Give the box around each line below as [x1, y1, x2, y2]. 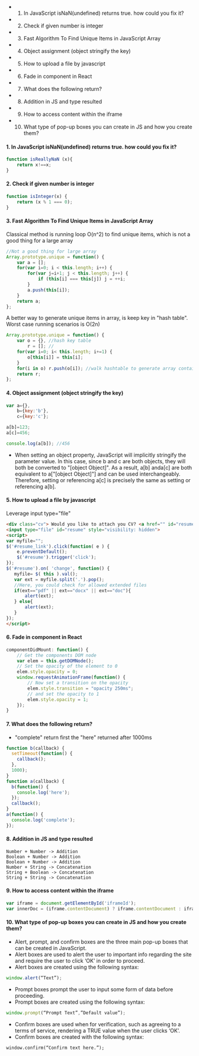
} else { [14, 599, 33, 605]
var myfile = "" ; [6, 538, 44, 544]
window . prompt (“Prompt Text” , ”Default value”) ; [6, 1010, 126, 1016]
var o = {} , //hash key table [17, 338, 92, 344]
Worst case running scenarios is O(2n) [6, 320, 101, 328]
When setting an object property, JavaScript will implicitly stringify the [14, 451, 187, 458]
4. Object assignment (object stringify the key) [6, 389, 124, 396]
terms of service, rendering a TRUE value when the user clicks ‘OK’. [14, 1027, 181, 1034]
